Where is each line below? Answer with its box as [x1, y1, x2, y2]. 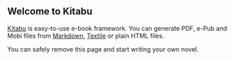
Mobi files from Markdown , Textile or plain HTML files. [7, 31, 164, 40]
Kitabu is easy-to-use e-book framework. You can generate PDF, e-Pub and [7, 24, 228, 32]
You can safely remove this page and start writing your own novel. [7, 45, 199, 53]
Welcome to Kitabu [7, 6, 93, 17]
